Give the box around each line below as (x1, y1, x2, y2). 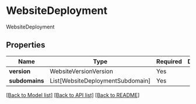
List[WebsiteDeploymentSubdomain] (50, 77, 151, 85)
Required (156, 57, 183, 65)
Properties (6, 40, 45, 50)
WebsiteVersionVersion (50, 67, 114, 75)
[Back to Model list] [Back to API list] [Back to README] (6, 91, 140, 98)
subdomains (9, 77, 45, 85)
